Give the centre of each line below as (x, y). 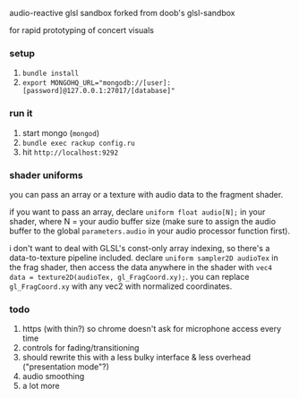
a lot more (41, 386)
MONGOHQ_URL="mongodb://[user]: (111, 83)
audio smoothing (53, 377)
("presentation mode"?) (66, 367)
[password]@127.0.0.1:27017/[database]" (98, 91)
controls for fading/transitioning (81, 348)
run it (21, 114)
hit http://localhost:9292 (70, 152)
